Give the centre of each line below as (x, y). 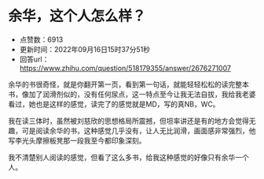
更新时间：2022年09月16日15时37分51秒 (85, 49)
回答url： (34, 59)
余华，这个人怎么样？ (77, 16)
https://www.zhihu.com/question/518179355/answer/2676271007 (125, 68)
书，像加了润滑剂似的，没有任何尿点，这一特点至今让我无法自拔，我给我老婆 (132, 94)
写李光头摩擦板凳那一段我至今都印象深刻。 (77, 140)
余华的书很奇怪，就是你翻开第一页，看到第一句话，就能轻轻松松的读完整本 (128, 84)
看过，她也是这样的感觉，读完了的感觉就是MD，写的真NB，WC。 (114, 104)
